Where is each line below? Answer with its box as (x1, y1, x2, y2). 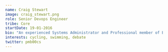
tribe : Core (5, 21, 30, 26)
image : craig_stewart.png (5, 12, 59, 17)
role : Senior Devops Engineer (5, 16, 68, 21)
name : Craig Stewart (5, 7, 48, 12)
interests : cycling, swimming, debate (5, 35, 86, 40)
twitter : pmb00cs (5, 40, 41, 45)
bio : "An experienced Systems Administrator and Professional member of (5, 30, 160, 35)
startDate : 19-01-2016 (5, 26, 52, 31)
